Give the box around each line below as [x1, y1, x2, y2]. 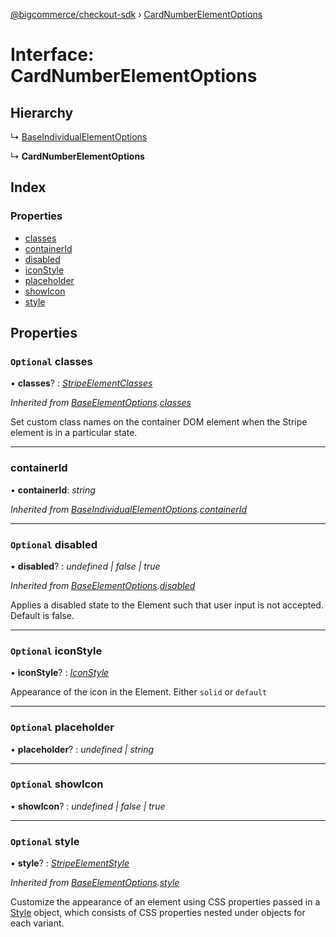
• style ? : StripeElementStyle [10, 857, 130, 869]
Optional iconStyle [10, 644, 103, 658]
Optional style [10, 834, 80, 848]
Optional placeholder [10, 720, 115, 734]
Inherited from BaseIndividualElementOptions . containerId [10, 503, 248, 515]
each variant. [10, 917, 65, 929]
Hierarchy [10, 104, 74, 121]
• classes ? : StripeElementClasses [10, 377, 153, 389]
